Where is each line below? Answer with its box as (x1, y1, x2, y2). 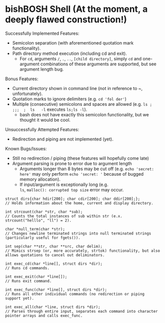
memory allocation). (19, 176, 61, 182)
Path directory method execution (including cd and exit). (12, 50, 127, 56)
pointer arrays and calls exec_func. (5, 313, 83, 318)
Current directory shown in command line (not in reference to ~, (12, 85, 143, 91)
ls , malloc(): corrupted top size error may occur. (19, 186, 124, 192)
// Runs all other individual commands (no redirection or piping (5, 291, 145, 296)
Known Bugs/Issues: (5, 145, 47, 151)
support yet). (5, 296, 35, 301)
